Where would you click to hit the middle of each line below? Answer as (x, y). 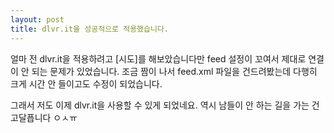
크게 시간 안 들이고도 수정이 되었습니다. (86, 83)
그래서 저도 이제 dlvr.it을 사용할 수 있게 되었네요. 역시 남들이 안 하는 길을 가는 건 (165, 105)
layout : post (37, 19)
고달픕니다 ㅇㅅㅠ (44, 117)
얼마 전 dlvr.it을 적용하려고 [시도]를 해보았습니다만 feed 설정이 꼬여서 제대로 (158, 58)
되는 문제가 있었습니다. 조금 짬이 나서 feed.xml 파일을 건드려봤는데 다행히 (174, 71)
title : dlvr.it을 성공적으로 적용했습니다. (89, 29)
